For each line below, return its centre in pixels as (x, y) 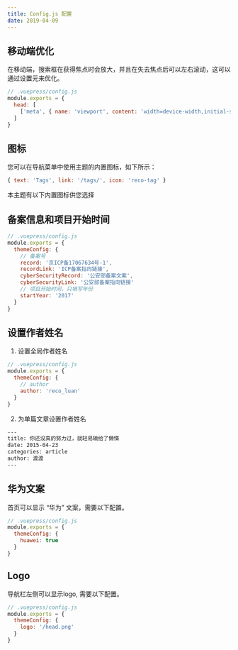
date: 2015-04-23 (33, 445)
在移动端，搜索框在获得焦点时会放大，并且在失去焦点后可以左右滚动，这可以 (119, 70)
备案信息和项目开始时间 (58, 220)
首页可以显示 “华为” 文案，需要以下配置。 (68, 507)
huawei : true (39, 541)
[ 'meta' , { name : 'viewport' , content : (79, 111)
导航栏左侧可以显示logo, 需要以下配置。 (65, 594)
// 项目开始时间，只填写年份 (57, 289)
